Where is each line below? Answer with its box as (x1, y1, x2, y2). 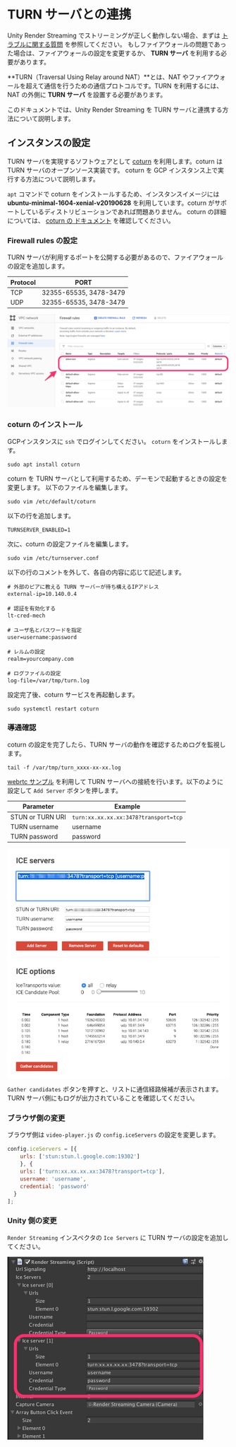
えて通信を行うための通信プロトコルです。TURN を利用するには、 (31, 81, 223, 90)
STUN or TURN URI (10, 812, 67, 821)
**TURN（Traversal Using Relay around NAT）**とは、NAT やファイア (7, 72, 213, 81)
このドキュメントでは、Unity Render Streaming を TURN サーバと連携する (7, 105, 223, 114)
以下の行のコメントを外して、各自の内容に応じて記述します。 (7, 568, 185, 576)
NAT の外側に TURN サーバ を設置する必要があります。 (7, 90, 167, 99)
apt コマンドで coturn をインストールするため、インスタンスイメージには (7, 189, 220, 198)
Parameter (22, 802, 54, 811)
